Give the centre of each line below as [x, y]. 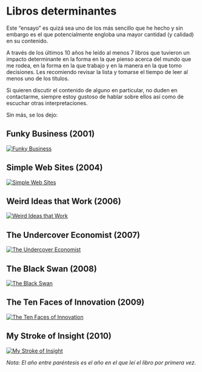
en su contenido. [27, 41]
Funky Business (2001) [51, 134]
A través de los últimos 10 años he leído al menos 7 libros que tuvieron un [98, 52]
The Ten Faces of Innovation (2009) [75, 303]
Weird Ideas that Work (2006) [64, 201]
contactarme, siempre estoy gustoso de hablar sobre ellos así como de [95, 96]
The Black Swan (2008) [52, 269]
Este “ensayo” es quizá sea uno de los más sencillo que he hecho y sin [95, 28]
